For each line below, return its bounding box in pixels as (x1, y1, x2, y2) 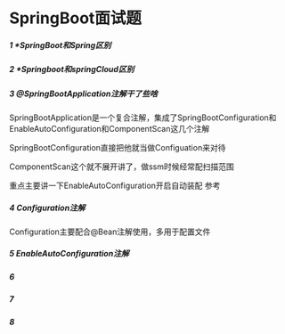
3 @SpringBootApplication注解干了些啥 (9, 88, 159, 99)
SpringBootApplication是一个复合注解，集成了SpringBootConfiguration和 (9, 112, 277, 123)
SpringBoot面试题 (9, 8, 142, 29)
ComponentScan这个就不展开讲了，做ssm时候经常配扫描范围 (9, 161, 234, 172)
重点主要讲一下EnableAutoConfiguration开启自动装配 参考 (9, 180, 221, 191)
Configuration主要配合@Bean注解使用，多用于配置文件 (9, 226, 211, 237)
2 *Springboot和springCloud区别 (9, 64, 134, 75)
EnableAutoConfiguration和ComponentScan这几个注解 (9, 123, 210, 134)
